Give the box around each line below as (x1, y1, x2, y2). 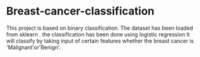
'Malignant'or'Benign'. (6, 44, 61, 51)
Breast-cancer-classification (6, 4, 155, 18)
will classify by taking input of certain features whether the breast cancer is (6, 37, 195, 44)
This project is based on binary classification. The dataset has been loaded (6, 24, 193, 32)
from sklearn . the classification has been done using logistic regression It (6, 30, 190, 38)
